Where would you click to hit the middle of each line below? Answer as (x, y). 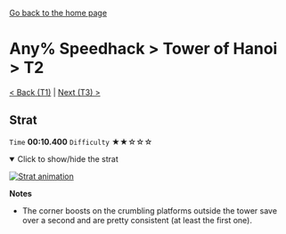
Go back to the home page (58, 13)
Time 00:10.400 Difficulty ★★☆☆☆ (81, 141)
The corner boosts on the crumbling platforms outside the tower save (150, 210)
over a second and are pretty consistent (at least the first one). (137, 220)
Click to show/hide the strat (68, 158)
